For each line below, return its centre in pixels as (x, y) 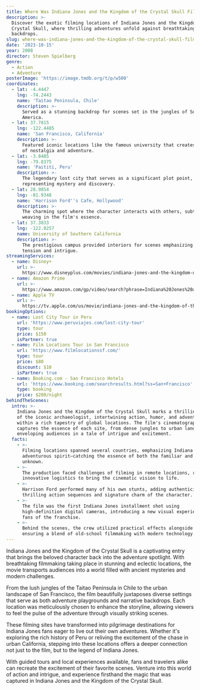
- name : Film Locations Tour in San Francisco (70, 345)
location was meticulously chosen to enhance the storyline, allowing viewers (100, 606)
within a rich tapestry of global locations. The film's (89, 423)
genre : (14, 62)
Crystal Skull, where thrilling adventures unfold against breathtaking (104, 28)
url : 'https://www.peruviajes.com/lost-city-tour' (81, 323)
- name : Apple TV (33, 295)
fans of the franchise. (51, 517)
